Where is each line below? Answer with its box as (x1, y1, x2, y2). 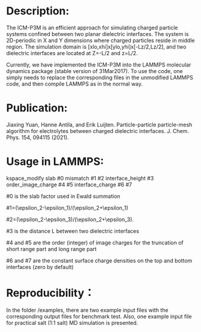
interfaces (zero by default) (6, 263, 74, 270)
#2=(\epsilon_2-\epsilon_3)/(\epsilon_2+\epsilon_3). (6, 216, 134, 223)
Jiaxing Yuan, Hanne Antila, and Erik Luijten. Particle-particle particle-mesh (6, 121, 193, 128)
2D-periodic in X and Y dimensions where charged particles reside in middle (6, 37, 195, 44)
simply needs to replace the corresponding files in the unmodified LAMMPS (6, 74, 193, 81)
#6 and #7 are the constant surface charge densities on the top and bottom (6, 256, 193, 264)
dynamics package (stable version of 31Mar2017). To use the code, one (6, 67, 183, 74)
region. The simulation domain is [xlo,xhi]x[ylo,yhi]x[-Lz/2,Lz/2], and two (6, 43, 187, 50)
